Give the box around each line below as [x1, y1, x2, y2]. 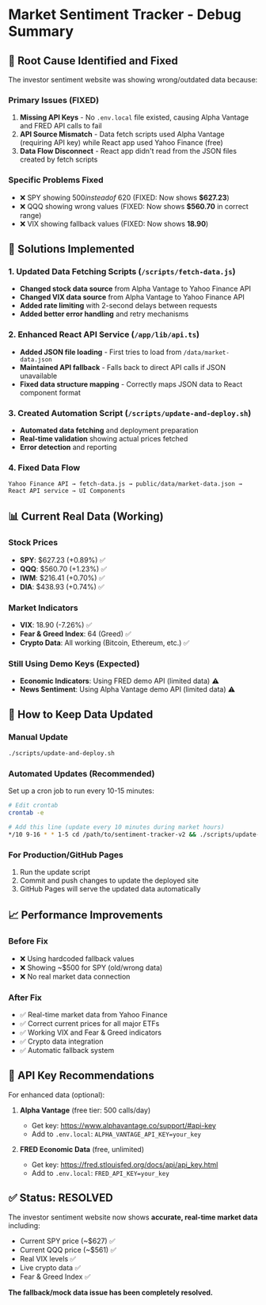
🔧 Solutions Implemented [8, 242, 135, 255]
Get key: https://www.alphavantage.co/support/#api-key [31, 1120, 216, 1130]
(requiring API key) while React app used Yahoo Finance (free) [19, 138, 223, 147]
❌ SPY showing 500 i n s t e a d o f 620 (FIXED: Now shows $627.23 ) [19, 193, 230, 202]
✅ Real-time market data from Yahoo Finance [19, 1010, 168, 1020]
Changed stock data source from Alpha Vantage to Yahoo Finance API [19, 284, 252, 294]
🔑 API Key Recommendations [8, 1069, 154, 1082]
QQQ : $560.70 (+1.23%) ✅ [19, 564, 108, 574]
